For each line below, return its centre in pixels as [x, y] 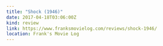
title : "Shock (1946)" [35, 12]
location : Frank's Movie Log [43, 34]
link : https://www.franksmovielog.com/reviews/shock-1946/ [82, 28]
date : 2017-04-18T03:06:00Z [42, 17]
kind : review [23, 23]
